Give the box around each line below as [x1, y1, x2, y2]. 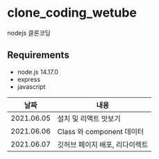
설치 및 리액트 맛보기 [57, 113, 121, 123]
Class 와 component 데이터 [57, 126, 144, 136]
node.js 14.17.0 [17, 67, 59, 76]
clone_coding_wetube [7, 5, 137, 21]
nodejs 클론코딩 [7, 28, 51, 37]
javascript [17, 82, 46, 91]
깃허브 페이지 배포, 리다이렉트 [57, 140, 149, 149]
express [17, 75, 40, 83]
